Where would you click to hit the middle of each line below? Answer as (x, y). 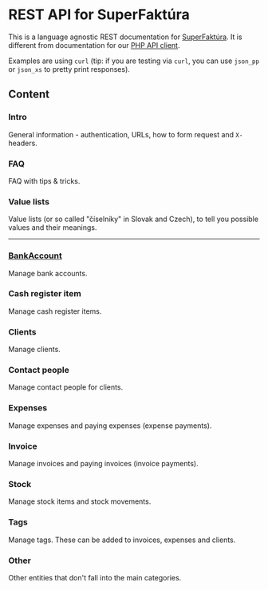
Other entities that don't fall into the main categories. (95, 577)
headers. (23, 143)
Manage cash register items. (55, 311)
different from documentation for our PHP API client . (94, 45)
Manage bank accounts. (48, 273)
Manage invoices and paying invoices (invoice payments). (103, 463)
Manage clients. (35, 350)
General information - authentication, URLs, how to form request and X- (126, 134)
